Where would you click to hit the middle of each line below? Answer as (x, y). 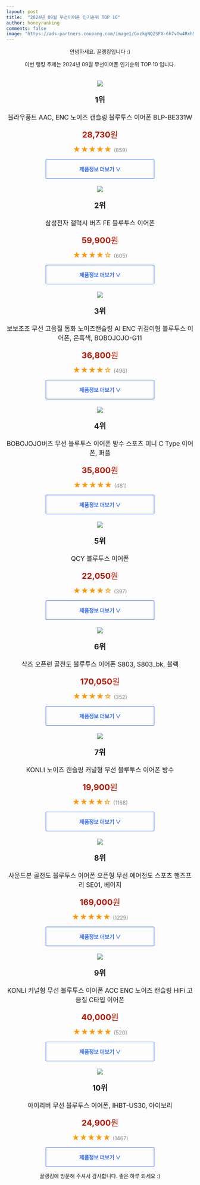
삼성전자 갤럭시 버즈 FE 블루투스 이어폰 (100, 223)
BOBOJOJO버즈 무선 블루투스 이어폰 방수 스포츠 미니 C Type (93, 444)
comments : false (26, 28)
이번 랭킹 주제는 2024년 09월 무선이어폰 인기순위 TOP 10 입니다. (100, 65)
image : (14, 34)
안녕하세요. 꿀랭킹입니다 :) (100, 52)
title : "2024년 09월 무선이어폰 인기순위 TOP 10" (63, 17)
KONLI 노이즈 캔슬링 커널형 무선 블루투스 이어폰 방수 (100, 770)
